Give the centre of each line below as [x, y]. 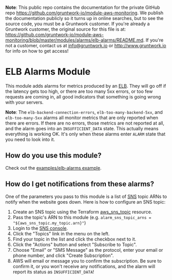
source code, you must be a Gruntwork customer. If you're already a [78, 24]
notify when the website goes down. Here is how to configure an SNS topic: [85, 202]
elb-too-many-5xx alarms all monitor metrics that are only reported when [82, 117]
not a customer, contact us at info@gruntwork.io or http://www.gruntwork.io [86, 45]
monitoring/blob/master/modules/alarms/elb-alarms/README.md [74, 40]
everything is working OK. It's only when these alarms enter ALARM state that [85, 134]
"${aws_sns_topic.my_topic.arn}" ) [49, 223]
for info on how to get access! [37, 51]
